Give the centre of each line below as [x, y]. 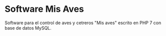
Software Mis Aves [44, 9]
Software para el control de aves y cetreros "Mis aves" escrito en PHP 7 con [83, 23]
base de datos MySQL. [28, 28]
